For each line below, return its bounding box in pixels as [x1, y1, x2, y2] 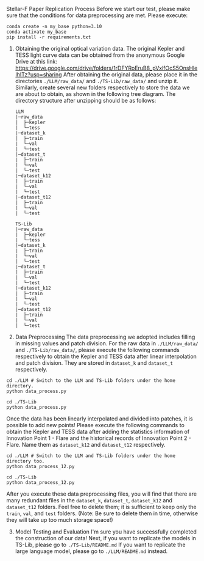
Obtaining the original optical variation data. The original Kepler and [15, 45, 185, 52]
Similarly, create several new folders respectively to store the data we [15, 84, 190, 91]
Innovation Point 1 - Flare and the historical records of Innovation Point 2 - [6, 435, 192, 442]
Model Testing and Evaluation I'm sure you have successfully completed [15, 528, 197, 535]
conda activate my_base [6, 29, 67, 35]
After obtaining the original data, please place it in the [63, 71, 198, 78]
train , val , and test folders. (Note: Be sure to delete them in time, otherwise [6, 510, 199, 517]
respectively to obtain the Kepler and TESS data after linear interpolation [15, 353, 197, 360]
